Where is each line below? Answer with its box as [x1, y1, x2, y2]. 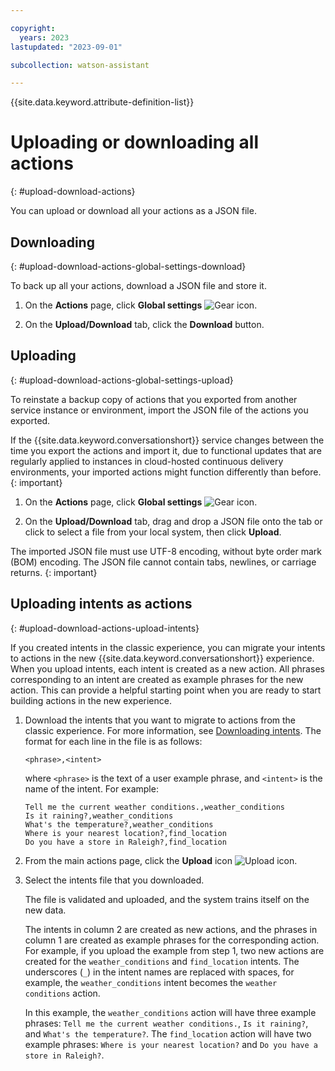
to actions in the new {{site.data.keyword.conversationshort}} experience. [10, 652, 315, 664]
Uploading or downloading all [10, 131, 260, 154]
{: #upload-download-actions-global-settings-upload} [10, 374, 234, 386]
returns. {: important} [10, 566, 98, 578]
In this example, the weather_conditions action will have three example [24, 1006, 317, 1018]
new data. [24, 904, 67, 916]
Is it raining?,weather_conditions [24, 811, 174, 821]
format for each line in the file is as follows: [24, 735, 203, 747]
